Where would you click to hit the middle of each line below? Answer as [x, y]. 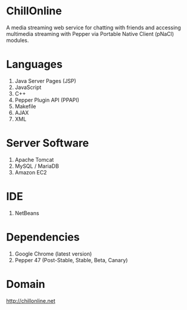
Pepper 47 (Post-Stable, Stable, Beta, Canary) [71, 260]
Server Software [48, 143]
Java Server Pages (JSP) [45, 81]
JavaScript [28, 87]
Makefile [25, 106]
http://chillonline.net [31, 300]
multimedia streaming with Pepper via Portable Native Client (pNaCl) [90, 33]
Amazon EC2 [31, 172]
